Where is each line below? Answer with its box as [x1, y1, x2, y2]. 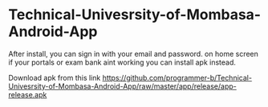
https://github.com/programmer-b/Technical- [102, 73, 253, 82]
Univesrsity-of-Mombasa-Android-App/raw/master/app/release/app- [8, 81, 237, 91]
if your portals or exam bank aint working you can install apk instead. [8, 57, 237, 67]
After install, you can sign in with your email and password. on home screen [8, 49, 259, 58]
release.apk [8, 89, 47, 99]
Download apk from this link [8, 73, 101, 82]
